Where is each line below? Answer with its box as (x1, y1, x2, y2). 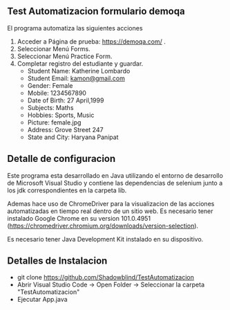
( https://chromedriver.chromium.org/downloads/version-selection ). (7, 221, 199, 230)
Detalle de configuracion (7, 153, 116, 165)
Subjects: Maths (27, 103, 74, 111)
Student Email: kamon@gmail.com (27, 74, 126, 82)
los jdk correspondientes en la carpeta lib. (7, 186, 127, 194)
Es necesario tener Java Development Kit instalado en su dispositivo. (7, 235, 204, 243)
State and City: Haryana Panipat (27, 133, 119, 141)
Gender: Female (27, 81, 73, 89)
